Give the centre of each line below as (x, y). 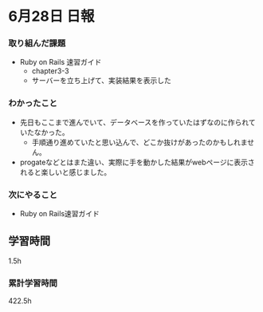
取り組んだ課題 (37, 43)
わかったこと (33, 103)
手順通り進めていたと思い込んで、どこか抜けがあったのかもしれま (139, 142)
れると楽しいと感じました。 (65, 172)
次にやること (33, 195)
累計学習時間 (33, 282)
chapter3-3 (50, 71)
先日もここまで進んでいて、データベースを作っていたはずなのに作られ (134, 122)
